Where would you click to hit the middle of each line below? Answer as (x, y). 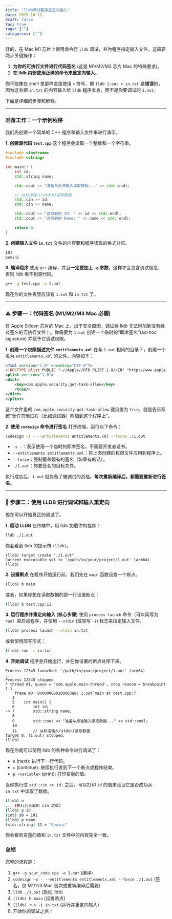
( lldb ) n (15, 801)
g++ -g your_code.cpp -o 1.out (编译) (53, 872)
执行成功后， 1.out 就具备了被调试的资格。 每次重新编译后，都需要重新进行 (83, 477)
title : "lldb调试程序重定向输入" (38, 10)
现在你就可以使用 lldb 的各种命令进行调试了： (53, 750)
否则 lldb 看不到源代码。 (31, 274)
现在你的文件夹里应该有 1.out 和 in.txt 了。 (52, 294)
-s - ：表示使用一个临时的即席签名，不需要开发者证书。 (71, 446)
